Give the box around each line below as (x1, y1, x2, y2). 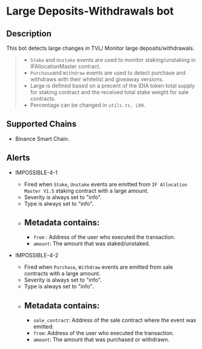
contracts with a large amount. (24, 270, 101, 277)
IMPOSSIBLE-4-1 (15, 169, 58, 176)
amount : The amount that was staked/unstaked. (33, 240, 150, 247)
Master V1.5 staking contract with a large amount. (24, 187, 149, 194)
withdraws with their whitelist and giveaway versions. (30, 76, 164, 83)
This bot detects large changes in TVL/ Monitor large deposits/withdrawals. (6, 44, 195, 52)
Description (6, 29, 52, 39)
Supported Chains (6, 119, 77, 129)
